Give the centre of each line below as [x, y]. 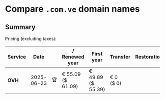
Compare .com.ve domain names [72, 9]
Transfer [120, 57]
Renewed [73, 57]
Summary [20, 27]
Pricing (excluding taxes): [31, 39]
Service [17, 57]
